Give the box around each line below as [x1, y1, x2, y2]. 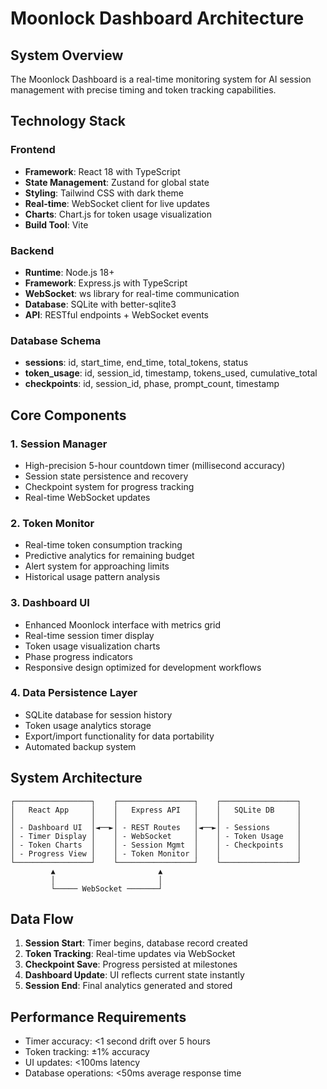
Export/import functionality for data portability [24, 730, 215, 742]
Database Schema [10, 333, 102, 347]
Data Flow [10, 911, 74, 928]
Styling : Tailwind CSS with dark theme [24, 187, 185, 199]
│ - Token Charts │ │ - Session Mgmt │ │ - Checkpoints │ [10, 840, 302, 850]
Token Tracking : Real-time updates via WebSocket [24, 948, 236, 960]
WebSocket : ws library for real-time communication [24, 287, 240, 299]
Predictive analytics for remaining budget [24, 550, 195, 562]
